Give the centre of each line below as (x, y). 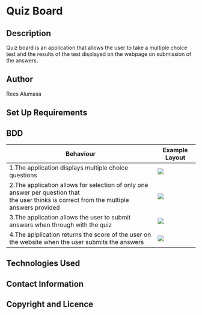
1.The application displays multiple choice (69, 168)
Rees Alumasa (24, 94)
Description (29, 33)
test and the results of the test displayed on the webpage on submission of (99, 54)
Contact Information (45, 284)
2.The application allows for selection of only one (79, 185)
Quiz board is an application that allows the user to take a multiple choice (97, 47)
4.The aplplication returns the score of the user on (80, 234)
